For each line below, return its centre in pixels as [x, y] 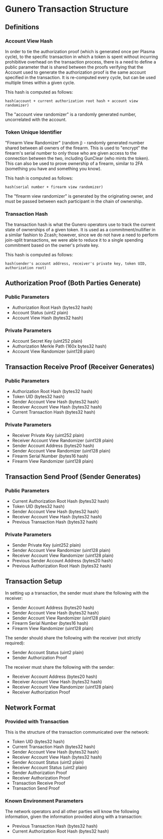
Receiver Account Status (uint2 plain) [49, 767]
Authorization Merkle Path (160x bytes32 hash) [59, 346]
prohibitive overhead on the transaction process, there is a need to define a [81, 61]
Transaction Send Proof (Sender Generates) [73, 477]
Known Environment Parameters [44, 800]
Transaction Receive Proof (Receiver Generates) [80, 367]
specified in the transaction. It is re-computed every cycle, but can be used [81, 77]
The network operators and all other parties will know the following [72, 812]
